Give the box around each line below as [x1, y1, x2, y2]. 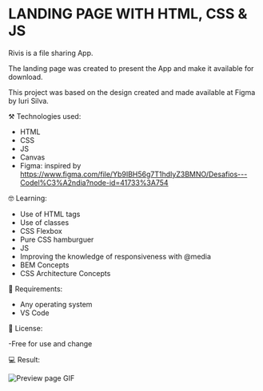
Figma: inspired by [19, 160, 82, 170]
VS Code [19, 308, 50, 318]
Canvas [19, 152, 46, 162]
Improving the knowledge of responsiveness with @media [19, 251, 212, 261]
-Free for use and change [8, 338, 93, 348]
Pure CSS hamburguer [19, 235, 94, 244]
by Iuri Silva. [8, 96, 50, 105]
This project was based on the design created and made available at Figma [8, 87, 256, 97]
